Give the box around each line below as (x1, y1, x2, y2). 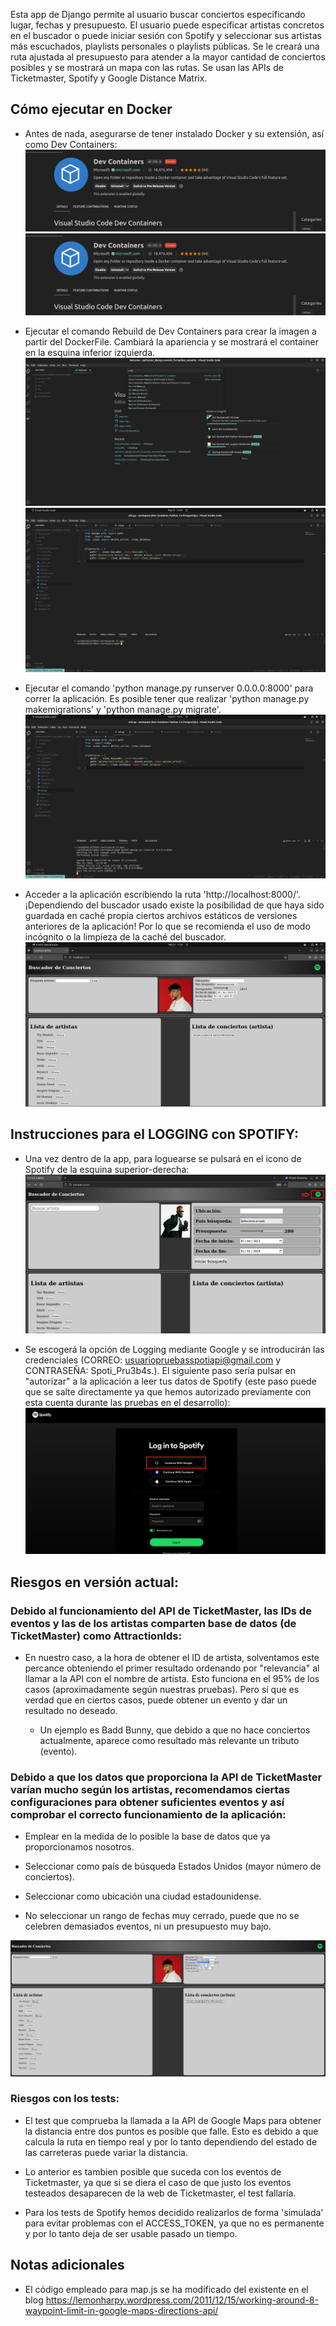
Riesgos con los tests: (10, 2092, 120, 2106)
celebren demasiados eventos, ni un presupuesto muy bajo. (24, 1920, 272, 1933)
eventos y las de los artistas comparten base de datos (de (10, 1616, 297, 1630)
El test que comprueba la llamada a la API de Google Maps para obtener (24, 2114, 322, 2126)
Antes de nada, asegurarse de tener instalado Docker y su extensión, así (24, 127, 325, 139)
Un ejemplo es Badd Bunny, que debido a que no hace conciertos (39, 1724, 311, 1736)
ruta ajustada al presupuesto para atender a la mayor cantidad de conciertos (10, 51, 326, 63)
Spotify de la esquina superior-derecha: (24, 1163, 190, 1175)
